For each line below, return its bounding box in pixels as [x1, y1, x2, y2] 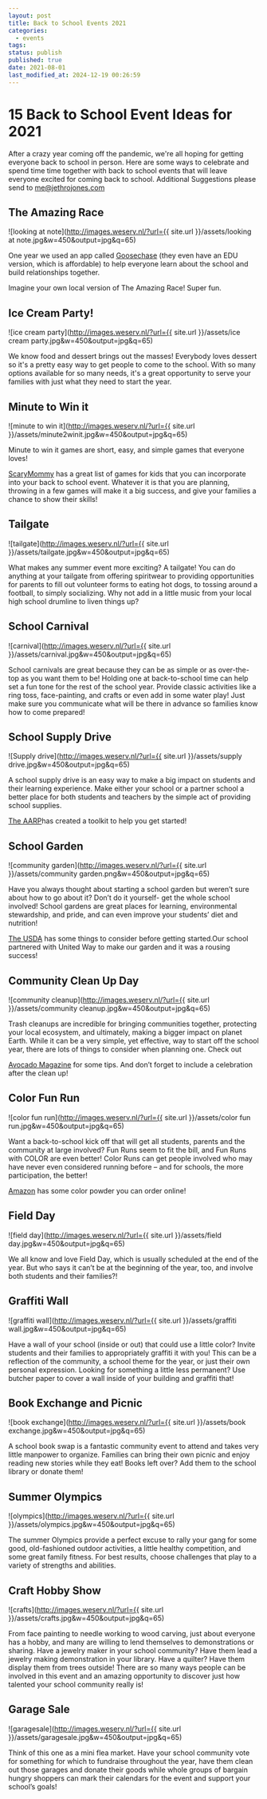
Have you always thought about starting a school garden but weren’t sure [8, 885, 249, 894]
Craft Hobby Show [8, 1584, 101, 1597]
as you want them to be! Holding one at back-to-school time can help [21, 673, 249, 683]
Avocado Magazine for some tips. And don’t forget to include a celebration [8, 1060, 253, 1070]
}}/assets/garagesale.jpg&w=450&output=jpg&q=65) [8, 1732, 183, 1742]
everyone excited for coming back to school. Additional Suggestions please [8, 174, 257, 183]
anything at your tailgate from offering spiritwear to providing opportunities [8, 571, 255, 581]
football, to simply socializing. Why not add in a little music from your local [8, 588, 253, 598]
